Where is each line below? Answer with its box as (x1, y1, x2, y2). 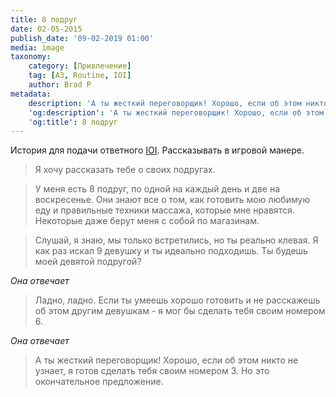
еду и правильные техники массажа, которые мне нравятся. (34, 204, 295, 216)
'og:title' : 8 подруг (28, 117, 118, 127)
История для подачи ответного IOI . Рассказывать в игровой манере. (10, 144, 305, 156)
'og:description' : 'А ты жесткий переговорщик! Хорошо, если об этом (28, 107, 325, 118)
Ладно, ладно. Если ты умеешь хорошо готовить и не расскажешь (34, 294, 321, 306)
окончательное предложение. (34, 376, 164, 388)
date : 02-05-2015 (10, 24, 83, 34)
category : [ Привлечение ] (28, 61, 132, 71)
